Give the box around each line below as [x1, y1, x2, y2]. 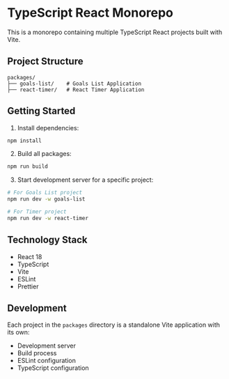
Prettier [17, 282, 39, 291]
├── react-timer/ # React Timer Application [7, 86, 145, 93]
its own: [7, 328, 30, 337]
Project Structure [7, 56, 84, 68]
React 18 [17, 252, 42, 261]
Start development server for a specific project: [17, 176, 154, 184]
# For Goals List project [7, 189, 82, 196]
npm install [7, 137, 42, 144]
